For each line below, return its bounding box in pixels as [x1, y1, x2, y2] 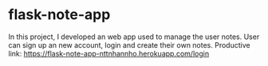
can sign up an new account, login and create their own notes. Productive [8, 40, 250, 49]
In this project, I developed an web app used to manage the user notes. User [8, 32, 260, 41]
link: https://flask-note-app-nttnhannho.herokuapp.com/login [8, 49, 210, 58]
